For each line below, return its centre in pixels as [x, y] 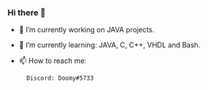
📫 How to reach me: [53, 61]
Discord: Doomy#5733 [60, 78]
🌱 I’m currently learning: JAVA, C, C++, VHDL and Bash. [110, 45]
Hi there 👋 [27, 13]
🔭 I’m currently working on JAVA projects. [87, 30]
